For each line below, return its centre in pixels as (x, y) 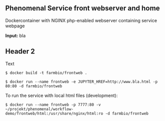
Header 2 (20, 52)
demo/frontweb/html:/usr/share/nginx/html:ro (54, 113)
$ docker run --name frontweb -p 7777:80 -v (53, 105)
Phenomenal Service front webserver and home (82, 8)
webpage (15, 26)
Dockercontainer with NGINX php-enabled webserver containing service (81, 20)
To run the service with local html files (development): (61, 95)
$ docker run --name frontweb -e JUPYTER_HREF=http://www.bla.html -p (81, 82)
